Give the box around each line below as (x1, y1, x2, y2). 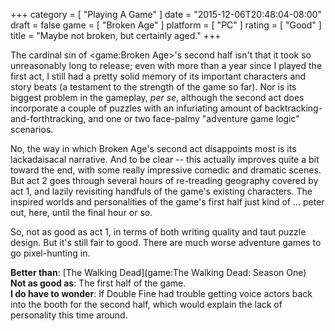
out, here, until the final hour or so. (10, 207, 153, 218)
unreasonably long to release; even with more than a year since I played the (10, 60, 323, 71)
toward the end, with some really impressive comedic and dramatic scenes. (10, 164, 322, 176)
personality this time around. (10, 309, 128, 321)
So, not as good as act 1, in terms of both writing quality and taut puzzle (10, 226, 307, 238)
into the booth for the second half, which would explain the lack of (10, 299, 283, 310)
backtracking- (264, 102, 323, 114)
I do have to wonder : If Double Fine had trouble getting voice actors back (10, 288, 313, 299)
